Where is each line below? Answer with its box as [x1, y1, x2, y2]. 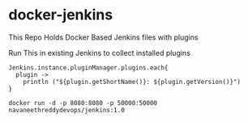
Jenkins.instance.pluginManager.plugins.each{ [8, 63, 169, 72]
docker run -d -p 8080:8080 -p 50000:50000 [8, 99, 158, 107]
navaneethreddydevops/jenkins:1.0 [8, 106, 126, 114]
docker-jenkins [8, 6, 113, 24]
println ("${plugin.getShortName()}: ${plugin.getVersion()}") [23, 78, 242, 86]
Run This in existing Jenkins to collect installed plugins [8, 48, 190, 57]
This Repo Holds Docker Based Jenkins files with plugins [8, 32, 199, 42]
